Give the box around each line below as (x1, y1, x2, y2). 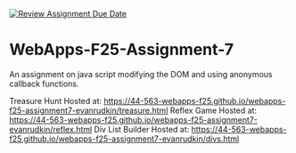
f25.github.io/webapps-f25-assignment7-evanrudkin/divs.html (9, 133, 240, 144)
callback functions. (9, 78, 79, 89)
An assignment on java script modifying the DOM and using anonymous (9, 68, 273, 79)
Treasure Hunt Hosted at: (9, 95, 103, 106)
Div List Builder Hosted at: (94, 124, 190, 134)
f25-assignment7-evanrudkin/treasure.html (9, 105, 169, 116)
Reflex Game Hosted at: (169, 105, 257, 116)
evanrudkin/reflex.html (9, 124, 93, 134)
